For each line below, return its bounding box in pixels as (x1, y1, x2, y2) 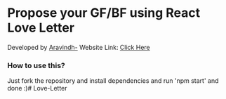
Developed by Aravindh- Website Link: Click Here (7, 43, 151, 51)
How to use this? (7, 60, 65, 70)
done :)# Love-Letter (7, 84, 68, 93)
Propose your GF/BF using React (7, 5, 201, 21)
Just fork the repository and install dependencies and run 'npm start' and (7, 77, 219, 85)
